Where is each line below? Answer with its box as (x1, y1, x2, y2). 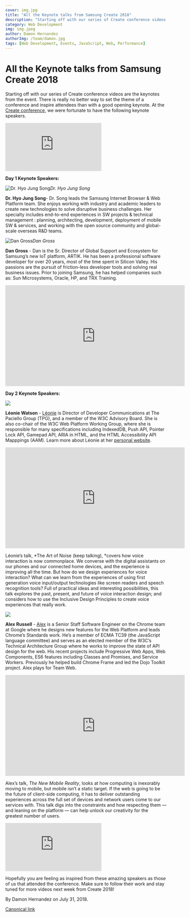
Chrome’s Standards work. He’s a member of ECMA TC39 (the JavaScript (5, 632, 160, 638)
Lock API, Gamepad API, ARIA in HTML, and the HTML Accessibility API (5, 431, 157, 437)
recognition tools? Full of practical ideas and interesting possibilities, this (5, 585, 159, 591)
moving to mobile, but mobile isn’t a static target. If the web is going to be (5, 785, 160, 791)
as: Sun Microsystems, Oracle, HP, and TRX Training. (5, 275, 117, 281)
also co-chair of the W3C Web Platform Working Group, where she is (5, 421, 151, 427)
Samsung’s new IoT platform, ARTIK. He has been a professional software (5, 253, 161, 259)
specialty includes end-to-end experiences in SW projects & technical (5, 211, 153, 217)
